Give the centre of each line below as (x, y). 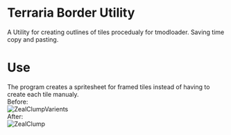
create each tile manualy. (43, 94)
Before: (18, 102)
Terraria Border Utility (71, 13)
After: (15, 116)
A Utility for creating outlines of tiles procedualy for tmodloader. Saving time (116, 32)
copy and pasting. (33, 39)
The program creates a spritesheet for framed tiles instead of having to (109, 87)
